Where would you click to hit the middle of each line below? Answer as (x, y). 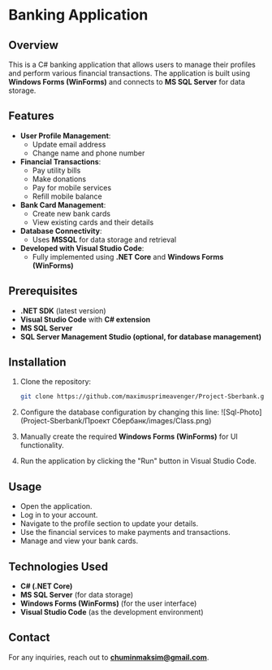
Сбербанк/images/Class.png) (162, 421)
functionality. (42, 445)
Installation (37, 363)
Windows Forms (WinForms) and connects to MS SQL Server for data (127, 82)
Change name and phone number (89, 153)
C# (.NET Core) (46, 586)
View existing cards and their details (93, 222)
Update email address (69, 144)
